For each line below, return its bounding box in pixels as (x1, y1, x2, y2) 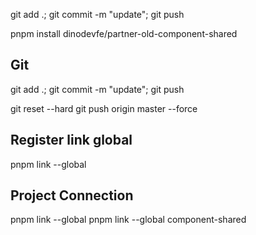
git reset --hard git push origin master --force (10, 102, 198, 114)
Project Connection (10, 187, 134, 204)
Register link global (10, 132, 133, 149)
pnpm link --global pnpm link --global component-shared (10, 214, 247, 226)
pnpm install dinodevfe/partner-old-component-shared (10, 28, 238, 39)
